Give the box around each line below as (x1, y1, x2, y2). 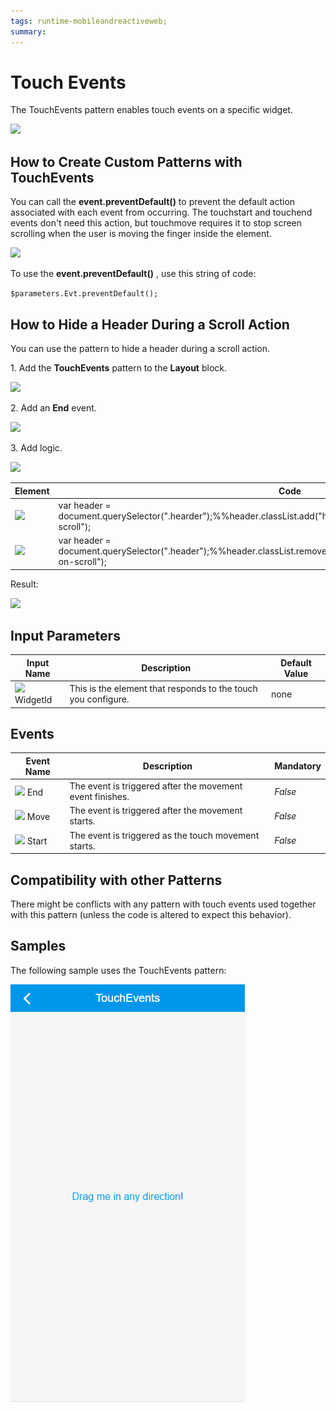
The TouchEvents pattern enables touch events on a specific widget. (10, 104, 293, 116)
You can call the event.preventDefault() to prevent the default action (10, 196, 296, 208)
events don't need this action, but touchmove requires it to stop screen (10, 217, 303, 229)
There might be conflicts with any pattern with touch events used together (10, 898, 317, 910)
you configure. (69, 693, 130, 705)
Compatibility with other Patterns (10, 871, 223, 889)
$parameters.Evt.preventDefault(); (10, 289, 159, 299)
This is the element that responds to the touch (69, 683, 258, 695)
